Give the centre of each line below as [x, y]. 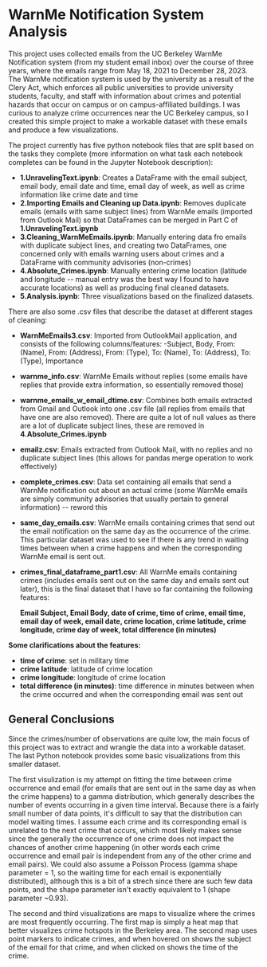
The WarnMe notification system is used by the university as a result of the [132, 79]
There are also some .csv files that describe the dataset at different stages [131, 311]
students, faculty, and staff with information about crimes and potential [125, 96]
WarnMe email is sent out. [63, 556]
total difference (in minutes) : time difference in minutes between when [137, 686]
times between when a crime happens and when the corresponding [131, 548]
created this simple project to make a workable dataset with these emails [128, 121]
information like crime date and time [79, 194]
